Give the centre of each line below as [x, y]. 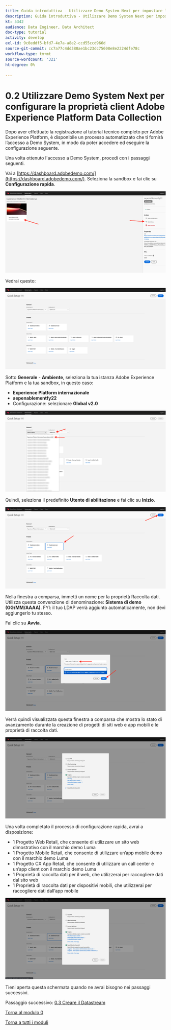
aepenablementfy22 [35, 398]
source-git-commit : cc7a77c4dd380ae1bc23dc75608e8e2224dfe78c [73, 49]
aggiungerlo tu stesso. [29, 613]
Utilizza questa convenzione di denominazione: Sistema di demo [73, 602]
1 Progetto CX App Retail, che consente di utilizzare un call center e [83, 864]
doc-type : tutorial [26, 32]
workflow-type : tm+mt [28, 54]
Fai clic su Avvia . [23, 623]
